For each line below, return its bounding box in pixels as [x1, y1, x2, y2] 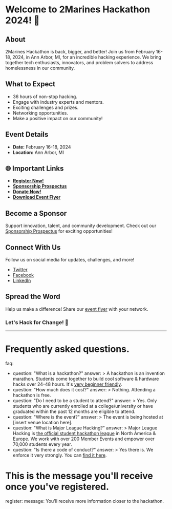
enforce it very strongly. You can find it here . [12, 452, 107, 458]
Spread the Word [5, 292, 60, 301]
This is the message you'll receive [5, 470, 154, 482]
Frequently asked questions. [5, 343, 130, 355]
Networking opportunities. [12, 109, 68, 116]
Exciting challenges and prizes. [12, 104, 79, 110]
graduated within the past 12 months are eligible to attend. [12, 408, 136, 414]
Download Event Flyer [12, 194, 61, 200]
